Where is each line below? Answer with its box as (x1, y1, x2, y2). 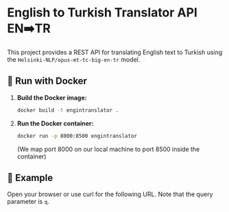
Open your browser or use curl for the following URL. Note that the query (7, 190, 213, 198)
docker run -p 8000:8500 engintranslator (16, 132, 138, 139)
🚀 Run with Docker (7, 75, 88, 87)
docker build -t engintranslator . (16, 106, 119, 114)
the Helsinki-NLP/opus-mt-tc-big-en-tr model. (7, 55, 141, 63)
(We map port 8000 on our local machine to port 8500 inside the (16, 145, 200, 153)
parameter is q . (7, 198, 49, 206)
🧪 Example (7, 172, 53, 183)
